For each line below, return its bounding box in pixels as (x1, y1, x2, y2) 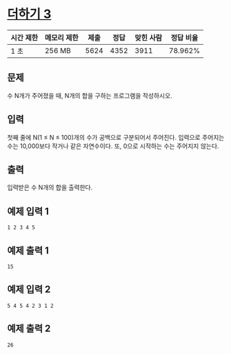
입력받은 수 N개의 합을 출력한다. (7, 183, 93, 191)
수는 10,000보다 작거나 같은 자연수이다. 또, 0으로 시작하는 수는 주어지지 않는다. (7, 142, 219, 150)
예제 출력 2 (7, 323, 51, 335)
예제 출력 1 (7, 244, 50, 256)
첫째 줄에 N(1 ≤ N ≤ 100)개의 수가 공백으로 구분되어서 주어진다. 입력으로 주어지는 (7, 133, 225, 141)
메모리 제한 (44, 32, 79, 42)
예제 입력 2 (7, 284, 51, 295)
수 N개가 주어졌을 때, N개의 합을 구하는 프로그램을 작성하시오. (7, 91, 172, 100)
